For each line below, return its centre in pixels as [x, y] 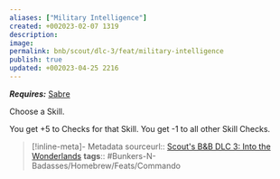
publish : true [36, 60]
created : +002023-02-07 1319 [64, 26]
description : [34, 34]
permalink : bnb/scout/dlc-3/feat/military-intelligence [117, 52]
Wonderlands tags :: [68, 155]
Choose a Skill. [37, 111]
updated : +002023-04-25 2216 [64, 69]
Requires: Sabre [40, 94]
